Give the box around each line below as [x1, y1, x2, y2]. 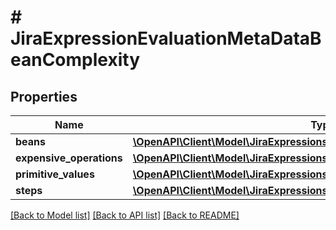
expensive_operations [15, 151, 123, 165]
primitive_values [15, 167, 95, 181]
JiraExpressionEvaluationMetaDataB [10, 27, 322, 50]
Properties [10, 88, 78, 105]
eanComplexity [10, 49, 140, 71]
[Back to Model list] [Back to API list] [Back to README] [10, 209, 240, 221]
